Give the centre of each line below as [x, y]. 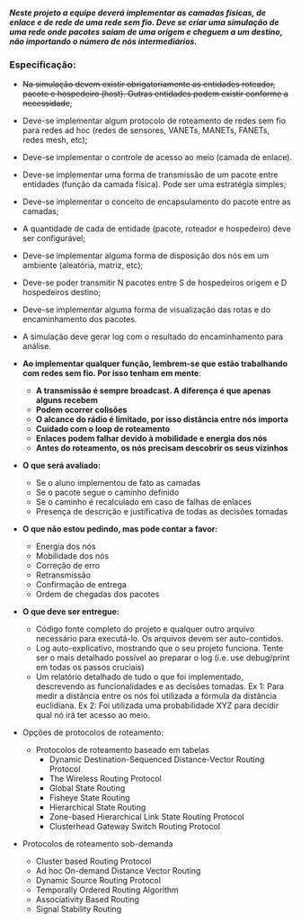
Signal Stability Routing [79, 910]
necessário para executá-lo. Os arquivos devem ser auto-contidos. [160, 639]
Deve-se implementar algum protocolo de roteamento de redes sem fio [154, 121]
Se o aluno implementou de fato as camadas [118, 483]
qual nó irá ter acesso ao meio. [93, 715]
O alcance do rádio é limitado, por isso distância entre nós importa [162, 419]
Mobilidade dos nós [72, 556]
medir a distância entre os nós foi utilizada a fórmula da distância [156, 696]
